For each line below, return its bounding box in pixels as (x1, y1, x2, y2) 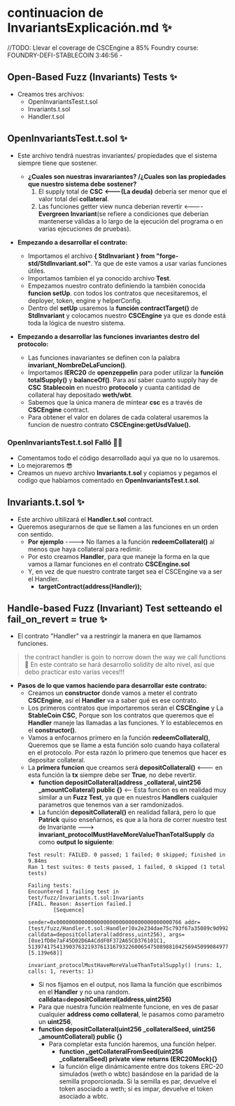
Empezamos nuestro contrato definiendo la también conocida (27, 281, 206, 290)
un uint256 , (38, 1018, 73, 1026)
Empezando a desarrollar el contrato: (17, 238, 128, 246)
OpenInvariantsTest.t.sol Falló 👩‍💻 (7, 438, 123, 447)
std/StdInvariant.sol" (27, 259, 91, 267)
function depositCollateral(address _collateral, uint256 (38, 778, 201, 787)
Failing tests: (27, 882, 72, 889)
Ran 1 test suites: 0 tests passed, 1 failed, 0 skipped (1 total (27, 864, 226, 871)
